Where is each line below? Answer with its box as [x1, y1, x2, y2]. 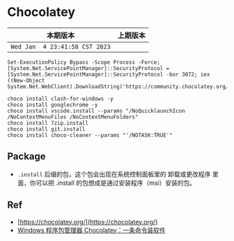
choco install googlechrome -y [7, 101, 98, 108]
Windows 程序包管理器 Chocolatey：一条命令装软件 [17, 226, 166, 234]
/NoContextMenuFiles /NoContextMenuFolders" [7, 113, 139, 120]
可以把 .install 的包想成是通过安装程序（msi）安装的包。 [36, 178, 196, 187]
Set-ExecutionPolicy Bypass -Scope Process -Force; [7, 58, 160, 66]
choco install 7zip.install [7, 119, 89, 126]
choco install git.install [7, 126, 86, 133]
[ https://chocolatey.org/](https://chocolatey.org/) [17, 217, 158, 226]
